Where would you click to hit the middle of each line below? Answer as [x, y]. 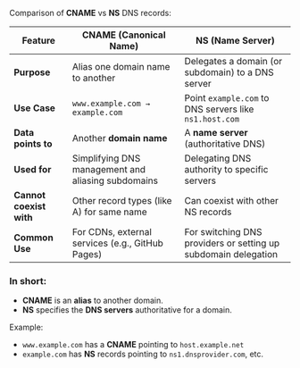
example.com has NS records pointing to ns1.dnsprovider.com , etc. [143, 354]
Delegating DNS [218, 158]
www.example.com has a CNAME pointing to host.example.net [133, 345]
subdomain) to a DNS [229, 72]
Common [33, 238]
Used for [33, 169]
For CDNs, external [112, 232]
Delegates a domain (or [233, 61]
